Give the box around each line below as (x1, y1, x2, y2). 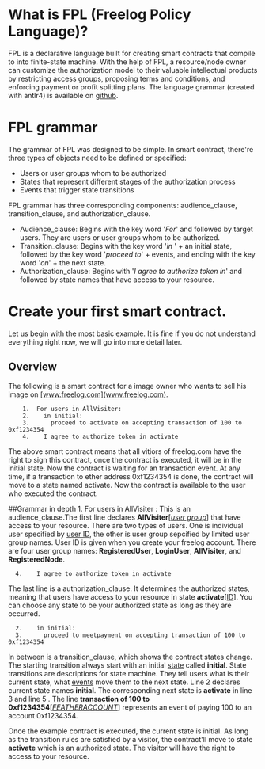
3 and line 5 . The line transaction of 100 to (8, 694, 150, 703)
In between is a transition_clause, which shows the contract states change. (8, 652, 253, 661)
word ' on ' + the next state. (19, 257, 107, 267)
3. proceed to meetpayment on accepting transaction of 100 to (15, 631, 246, 639)
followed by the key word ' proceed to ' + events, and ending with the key (19, 249, 256, 259)
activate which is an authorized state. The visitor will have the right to (8, 743, 236, 752)
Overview (8, 360, 58, 374)
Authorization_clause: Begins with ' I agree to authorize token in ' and (19, 266, 243, 276)
